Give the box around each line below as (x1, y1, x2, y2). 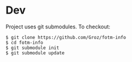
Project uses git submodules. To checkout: (5, 23, 111, 30)
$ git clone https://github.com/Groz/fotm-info (5, 34, 127, 40)
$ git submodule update (5, 50, 65, 56)
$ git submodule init (5, 45, 60, 51)
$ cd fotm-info (5, 40, 44, 45)
